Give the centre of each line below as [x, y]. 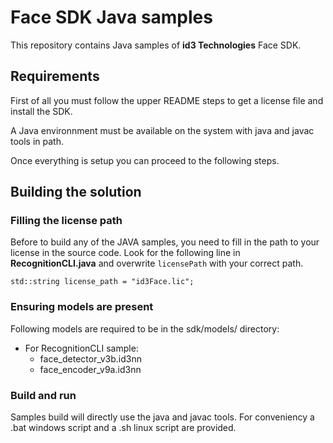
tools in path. [37, 141]
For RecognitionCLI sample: [81, 348]
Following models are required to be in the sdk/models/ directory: [145, 328]
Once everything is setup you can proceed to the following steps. [145, 160]
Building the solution [76, 192]
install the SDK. [41, 111]
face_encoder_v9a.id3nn [90, 369]
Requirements [55, 76]
